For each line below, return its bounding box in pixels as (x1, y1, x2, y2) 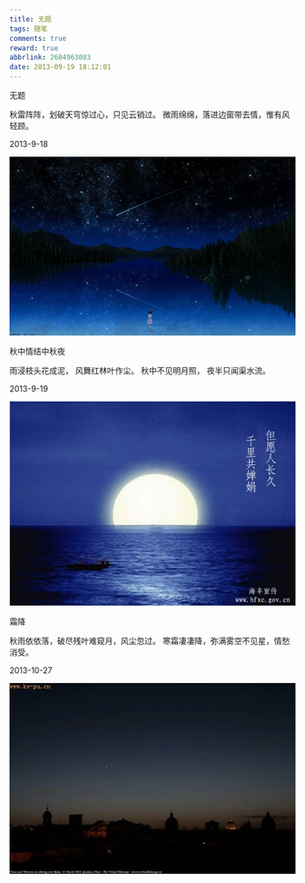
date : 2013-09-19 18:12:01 (9, 63, 112, 72)
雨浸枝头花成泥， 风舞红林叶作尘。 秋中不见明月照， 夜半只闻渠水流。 (9, 365, 271, 376)
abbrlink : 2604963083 (9, 53, 92, 63)
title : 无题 (9, 15, 52, 24)
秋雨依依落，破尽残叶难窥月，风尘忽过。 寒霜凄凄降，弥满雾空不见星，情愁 (9, 636, 290, 646)
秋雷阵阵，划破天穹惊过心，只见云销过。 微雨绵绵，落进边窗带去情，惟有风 (9, 109, 290, 120)
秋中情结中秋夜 (9, 346, 65, 356)
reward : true (9, 44, 59, 53)
